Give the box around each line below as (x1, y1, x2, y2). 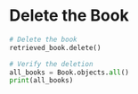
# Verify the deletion (9, 59, 93, 68)
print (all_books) (9, 76, 74, 85)
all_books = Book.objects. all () (9, 68, 129, 77)
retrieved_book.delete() (9, 43, 101, 52)
